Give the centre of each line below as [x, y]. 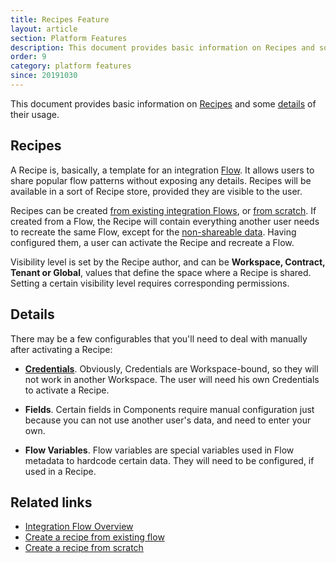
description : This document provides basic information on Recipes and [162, 47]
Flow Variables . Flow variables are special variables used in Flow [159, 450]
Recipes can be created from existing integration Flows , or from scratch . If [163, 210]
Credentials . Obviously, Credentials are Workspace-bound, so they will [171, 368]
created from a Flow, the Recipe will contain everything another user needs [165, 221]
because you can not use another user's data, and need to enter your [168, 420]
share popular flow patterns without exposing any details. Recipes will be [161, 180]
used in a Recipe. [60, 471]
